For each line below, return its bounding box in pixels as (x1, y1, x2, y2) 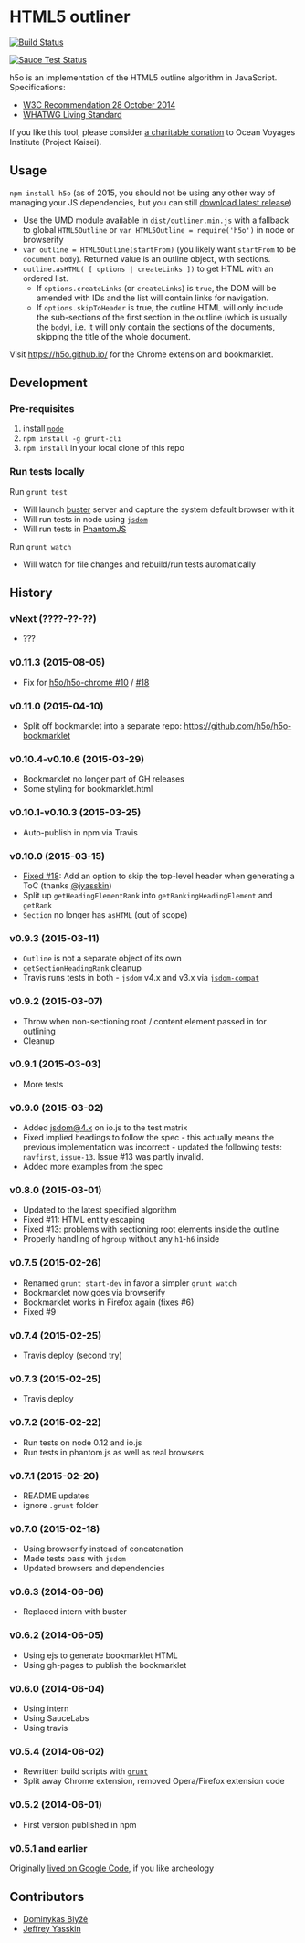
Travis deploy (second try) (22, 1350, 123, 1360)
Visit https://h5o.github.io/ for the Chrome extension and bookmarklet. (9, 349, 274, 360)
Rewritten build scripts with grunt (22, 1766, 149, 1777)
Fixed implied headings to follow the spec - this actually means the (22, 1132, 275, 1143)
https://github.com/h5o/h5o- (184, 720, 292, 731)
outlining (22, 1025, 57, 1036)
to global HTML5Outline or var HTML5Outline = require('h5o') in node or (22, 224, 295, 235)
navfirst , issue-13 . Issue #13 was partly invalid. (22, 1151, 204, 1162)
